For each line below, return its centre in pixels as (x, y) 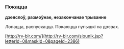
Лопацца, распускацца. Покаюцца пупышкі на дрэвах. (62, 27)
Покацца (16, 7)
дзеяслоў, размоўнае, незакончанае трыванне (56, 17)
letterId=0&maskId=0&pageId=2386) (42, 41)
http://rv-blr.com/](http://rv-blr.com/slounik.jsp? (55, 36)
